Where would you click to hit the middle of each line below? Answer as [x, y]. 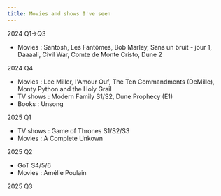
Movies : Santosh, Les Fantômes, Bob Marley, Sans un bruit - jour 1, [114, 47]
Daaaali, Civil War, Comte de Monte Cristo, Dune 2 [90, 54]
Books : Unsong [41, 104]
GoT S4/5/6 [34, 165]
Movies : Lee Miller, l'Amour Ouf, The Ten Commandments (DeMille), [116, 82]
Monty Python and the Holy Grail [64, 89]
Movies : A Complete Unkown [60, 138]
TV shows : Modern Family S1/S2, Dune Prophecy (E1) [95, 96]
